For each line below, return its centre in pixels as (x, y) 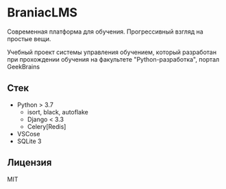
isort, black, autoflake (58, 112)
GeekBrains (23, 66)
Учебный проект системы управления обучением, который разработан (112, 52)
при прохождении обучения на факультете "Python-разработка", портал (113, 59)
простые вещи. (29, 38)
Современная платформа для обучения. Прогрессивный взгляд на (105, 32)
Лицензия (29, 163)
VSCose (28, 134)
